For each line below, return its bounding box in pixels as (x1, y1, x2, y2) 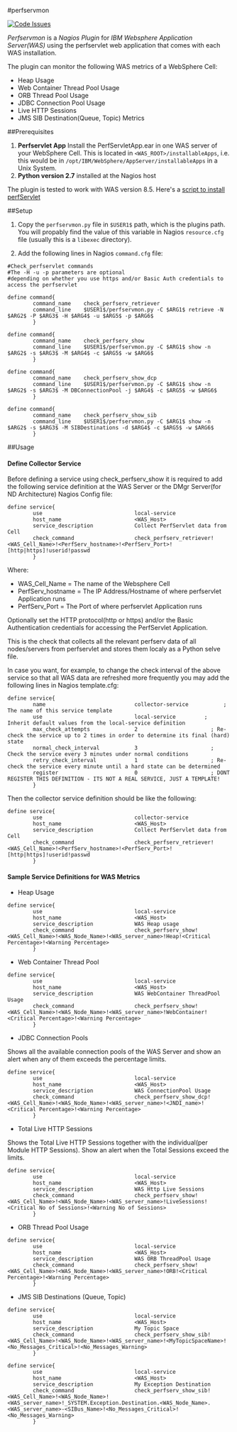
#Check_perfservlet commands (7, 263, 94, 270)
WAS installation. (7, 49, 57, 57)
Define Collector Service (7, 459, 82, 468)
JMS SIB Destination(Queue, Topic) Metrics (17, 114, 145, 122)
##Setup (7, 206, 33, 215)
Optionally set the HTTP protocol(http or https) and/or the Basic (7, 616, 194, 624)
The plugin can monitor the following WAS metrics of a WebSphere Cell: (7, 62, 218, 70)
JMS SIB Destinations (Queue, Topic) (17, 1293, 126, 1301)
